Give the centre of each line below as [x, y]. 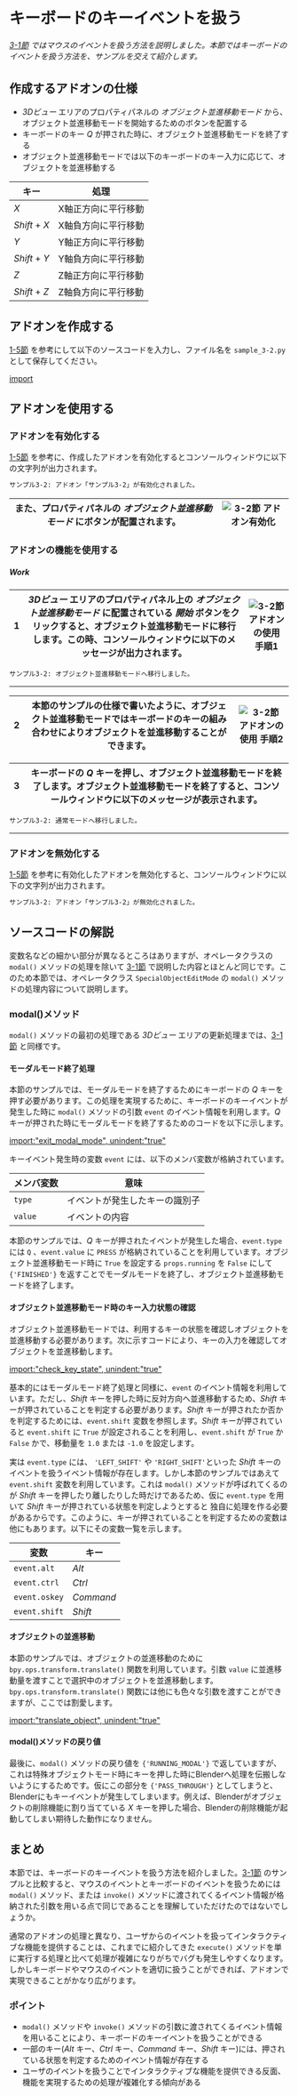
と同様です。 [42, 1047]
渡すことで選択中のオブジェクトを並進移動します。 [125, 1680]
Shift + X [32, 225]
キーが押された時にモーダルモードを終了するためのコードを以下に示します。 [149, 1123]
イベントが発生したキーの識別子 [134, 1201]
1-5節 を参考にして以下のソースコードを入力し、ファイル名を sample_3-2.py [148, 349]
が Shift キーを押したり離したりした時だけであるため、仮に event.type [138, 1495]
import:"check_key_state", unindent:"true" [86, 1369]
